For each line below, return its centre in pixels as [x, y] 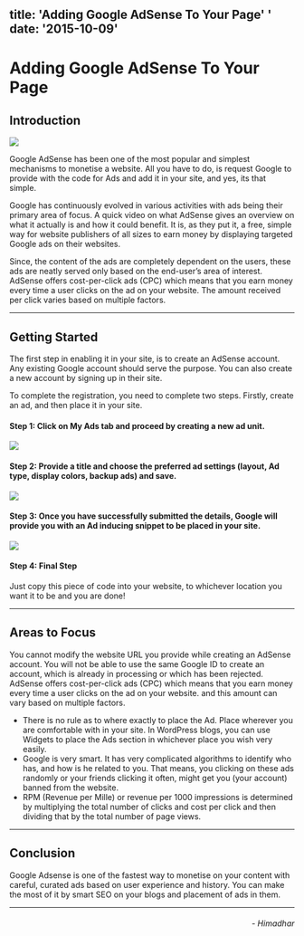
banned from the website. [71, 788]
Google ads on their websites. [65, 244]
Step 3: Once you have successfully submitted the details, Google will [143, 516]
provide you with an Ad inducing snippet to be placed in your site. [135, 526]
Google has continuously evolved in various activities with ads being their [146, 205]
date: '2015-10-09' [64, 29]
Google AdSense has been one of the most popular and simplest [130, 159]
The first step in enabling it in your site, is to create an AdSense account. [145, 359]
